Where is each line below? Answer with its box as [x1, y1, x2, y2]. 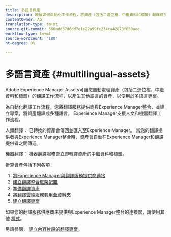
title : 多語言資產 [5, 7, 41, 13]
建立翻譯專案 [12, 198, 40, 204]
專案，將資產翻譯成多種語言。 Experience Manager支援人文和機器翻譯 [9, 110, 157, 116]
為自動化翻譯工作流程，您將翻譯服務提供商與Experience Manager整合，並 [5, 103, 160, 110]
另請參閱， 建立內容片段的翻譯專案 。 [5, 226, 82, 232]
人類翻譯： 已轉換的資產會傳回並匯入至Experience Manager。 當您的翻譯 [5, 127, 159, 133]
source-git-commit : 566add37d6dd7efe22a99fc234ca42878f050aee [5, 27, 140, 32]
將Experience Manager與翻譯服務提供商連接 [12, 172, 106, 178]
